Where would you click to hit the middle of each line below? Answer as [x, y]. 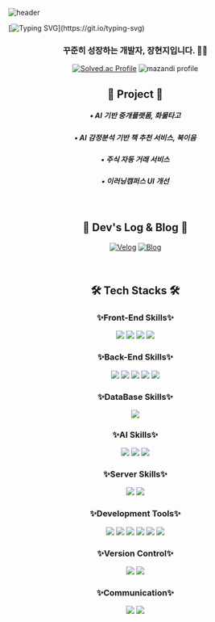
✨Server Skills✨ [135, 474]
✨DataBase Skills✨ [135, 397]
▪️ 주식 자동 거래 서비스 [135, 160]
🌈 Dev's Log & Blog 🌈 [135, 227]
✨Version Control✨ [135, 553]
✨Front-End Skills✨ [135, 317]
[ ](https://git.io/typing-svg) [76, 28]
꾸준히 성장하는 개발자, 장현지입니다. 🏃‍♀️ [135, 50]
